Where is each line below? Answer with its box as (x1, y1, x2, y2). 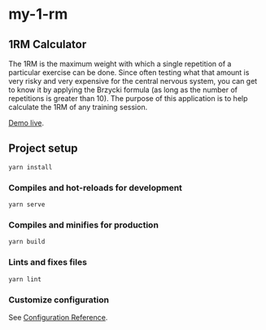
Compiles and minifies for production (8, 219, 159, 231)
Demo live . (8, 118, 45, 127)
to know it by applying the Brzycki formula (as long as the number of (8, 85, 238, 95)
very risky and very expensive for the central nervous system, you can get (8, 77, 258, 86)
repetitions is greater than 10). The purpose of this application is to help (8, 94, 248, 103)
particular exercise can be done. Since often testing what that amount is (8, 68, 250, 77)
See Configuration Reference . (8, 313, 108, 322)
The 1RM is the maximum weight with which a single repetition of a (8, 59, 232, 68)
